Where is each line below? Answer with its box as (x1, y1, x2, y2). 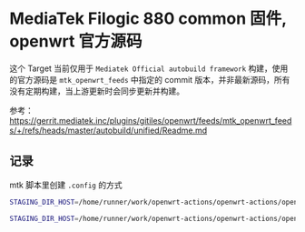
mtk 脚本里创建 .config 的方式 (9, 179, 123, 190)
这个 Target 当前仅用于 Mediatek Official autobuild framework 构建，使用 (9, 63, 289, 74)
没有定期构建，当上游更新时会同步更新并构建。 (9, 86, 184, 96)
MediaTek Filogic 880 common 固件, (9, 8, 287, 29)
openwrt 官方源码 (9, 31, 143, 52)
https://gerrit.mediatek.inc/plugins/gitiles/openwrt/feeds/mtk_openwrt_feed (9, 115, 292, 126)
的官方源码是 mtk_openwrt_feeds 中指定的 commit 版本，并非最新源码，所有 (9, 74, 290, 85)
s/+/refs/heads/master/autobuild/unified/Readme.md (9, 125, 208, 136)
